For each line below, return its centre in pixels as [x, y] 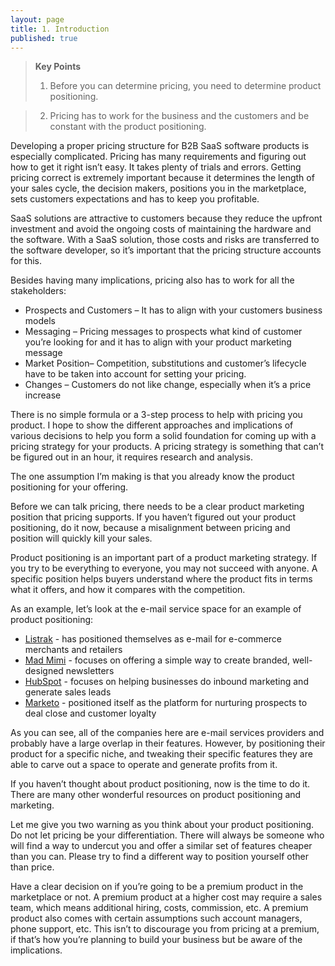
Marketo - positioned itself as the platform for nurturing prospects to [166, 703]
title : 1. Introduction [60, 29]
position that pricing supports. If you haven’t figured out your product [153, 517]
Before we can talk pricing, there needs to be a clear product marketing [157, 507]
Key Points [58, 67]
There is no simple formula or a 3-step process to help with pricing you [156, 415]
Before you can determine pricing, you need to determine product [185, 86]
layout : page [37, 19]
